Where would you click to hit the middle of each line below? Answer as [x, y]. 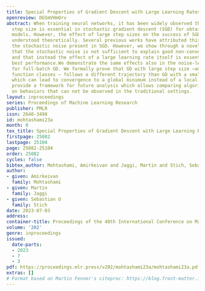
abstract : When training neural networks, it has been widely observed [99, 23]
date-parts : [27, 245]
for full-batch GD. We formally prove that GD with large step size [101, 69]
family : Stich [30, 205]
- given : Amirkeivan [33, 177]
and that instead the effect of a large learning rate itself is [97, 57]
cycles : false [24, 159]
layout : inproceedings [35, 97]
